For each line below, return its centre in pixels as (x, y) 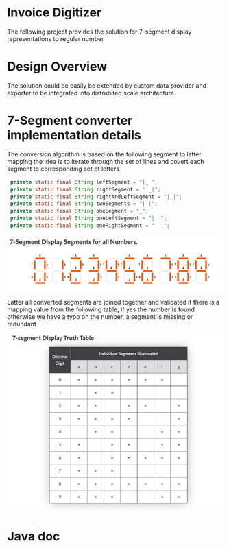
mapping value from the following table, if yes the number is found (101, 309)
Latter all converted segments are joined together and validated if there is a (113, 302)
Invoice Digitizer (55, 13)
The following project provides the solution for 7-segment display (99, 32)
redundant (22, 324)
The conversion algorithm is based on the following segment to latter (104, 154)
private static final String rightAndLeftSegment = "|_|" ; (96, 197)
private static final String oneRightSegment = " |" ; (90, 226)
